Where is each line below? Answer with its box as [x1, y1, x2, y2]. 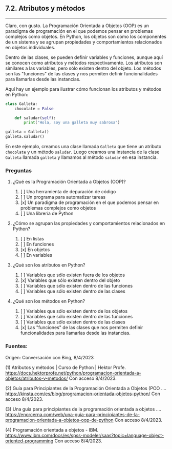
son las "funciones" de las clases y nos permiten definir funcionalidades [5, 70, 158, 76]
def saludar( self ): [14, 115, 56, 120]
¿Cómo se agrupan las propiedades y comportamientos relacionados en [12, 220, 165, 227]
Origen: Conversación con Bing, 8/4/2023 [5, 354, 94, 360]
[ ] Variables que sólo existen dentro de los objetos [20, 308, 128, 314]
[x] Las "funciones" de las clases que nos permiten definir [20, 324, 143, 331]
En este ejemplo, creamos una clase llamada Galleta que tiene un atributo [5, 144, 162, 150]
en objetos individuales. [5, 44, 55, 50]
